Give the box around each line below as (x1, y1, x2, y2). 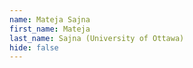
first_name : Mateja (9, 24, 91, 34)
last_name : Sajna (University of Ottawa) (9, 33, 185, 43)
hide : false (9, 42, 59, 53)
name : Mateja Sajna (9, 14, 91, 25)
